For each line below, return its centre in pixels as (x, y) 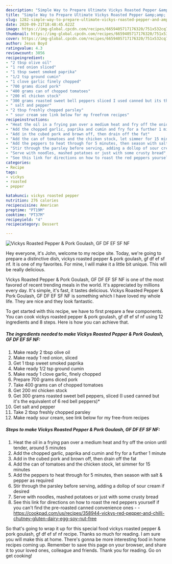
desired (21, 491)
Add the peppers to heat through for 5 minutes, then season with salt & (88, 475)
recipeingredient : (25, 58)
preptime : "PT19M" (25, 210)
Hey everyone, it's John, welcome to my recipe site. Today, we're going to (84, 253)
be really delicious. (26, 270)
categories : (18, 163)
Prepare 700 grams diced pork (45, 379)
